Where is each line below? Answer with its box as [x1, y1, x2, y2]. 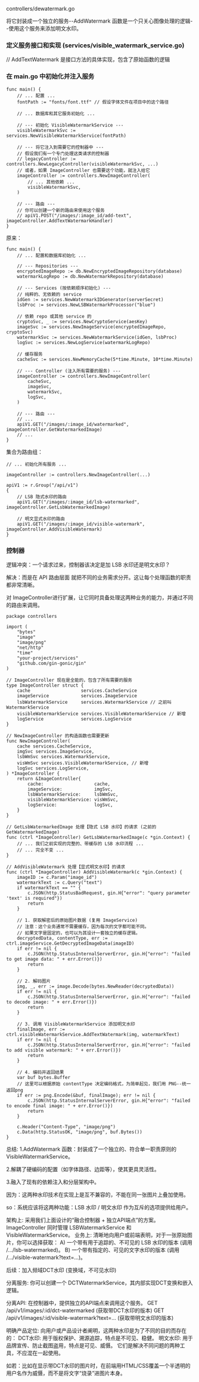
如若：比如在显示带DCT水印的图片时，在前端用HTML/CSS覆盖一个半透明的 [6, 1362, 191, 1369]
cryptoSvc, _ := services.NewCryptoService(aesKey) [17, 318, 148, 324]
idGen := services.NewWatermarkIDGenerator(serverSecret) [17, 296, 164, 302]
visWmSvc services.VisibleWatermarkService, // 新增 [17, 760, 149, 766]
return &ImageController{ [17, 776, 82, 782]
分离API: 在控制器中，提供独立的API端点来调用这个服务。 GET [6, 1299, 158, 1306]
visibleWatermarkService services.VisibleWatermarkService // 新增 [17, 710, 186, 716]
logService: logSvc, [27, 802, 113, 808]
